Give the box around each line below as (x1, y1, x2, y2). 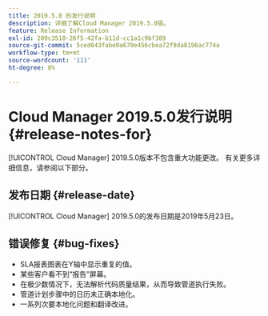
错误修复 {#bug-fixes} (8, 237, 120, 250)
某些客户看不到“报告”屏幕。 (19, 270, 111, 279)
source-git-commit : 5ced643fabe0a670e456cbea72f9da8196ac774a (8, 42, 220, 50)
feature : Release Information (8, 26, 110, 34)
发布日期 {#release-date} (8, 189, 135, 202)
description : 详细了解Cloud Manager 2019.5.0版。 (8, 19, 170, 27)
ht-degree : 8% (8, 64, 56, 72)
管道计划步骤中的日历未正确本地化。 (19, 290, 140, 299)
